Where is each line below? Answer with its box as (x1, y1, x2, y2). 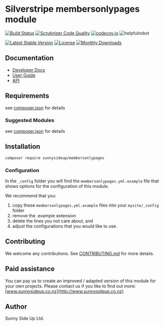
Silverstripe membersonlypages (5, 3, 140, 15)
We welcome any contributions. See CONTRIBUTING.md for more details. (5, 250, 154, 256)
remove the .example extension (12, 212, 76, 218)
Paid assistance (5, 265, 55, 273)
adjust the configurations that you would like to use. (12, 223, 118, 229)
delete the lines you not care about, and (12, 218, 94, 224)
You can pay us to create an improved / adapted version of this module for (5, 278, 156, 284)
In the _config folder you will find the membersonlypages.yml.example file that (5, 178, 159, 184)
